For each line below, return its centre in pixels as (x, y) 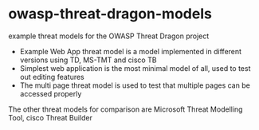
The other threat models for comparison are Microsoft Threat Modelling (126, 109)
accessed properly (51, 93)
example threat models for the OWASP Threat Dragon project (109, 36)
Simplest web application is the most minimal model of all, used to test (135, 68)
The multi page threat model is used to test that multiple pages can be (135, 85)
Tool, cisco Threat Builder (51, 117)
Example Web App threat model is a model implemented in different (130, 51)
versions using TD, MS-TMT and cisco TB (88, 60)
